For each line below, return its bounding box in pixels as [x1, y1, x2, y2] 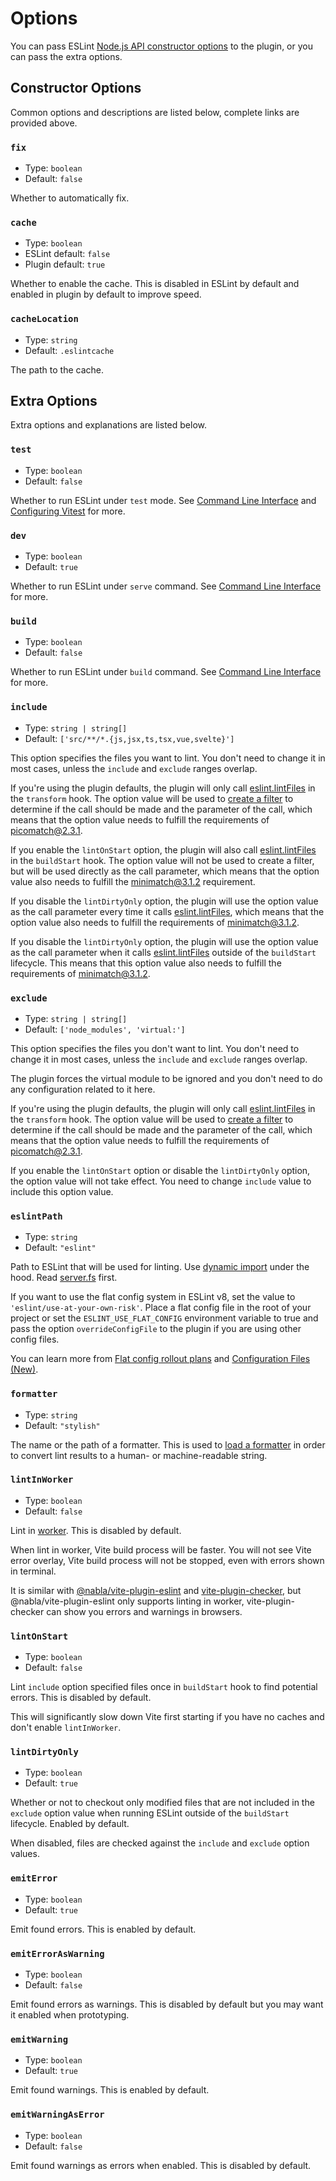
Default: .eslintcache [24, 344, 115, 356]
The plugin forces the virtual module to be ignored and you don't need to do [10, 1072, 323, 1084]
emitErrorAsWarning [10, 1948, 105, 1959]
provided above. [10, 117, 78, 129]
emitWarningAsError [10, 2109, 105, 2121]
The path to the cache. [10, 363, 104, 376]
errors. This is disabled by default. [10, 1692, 152, 1704]
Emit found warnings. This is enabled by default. [10, 2084, 210, 2096]
